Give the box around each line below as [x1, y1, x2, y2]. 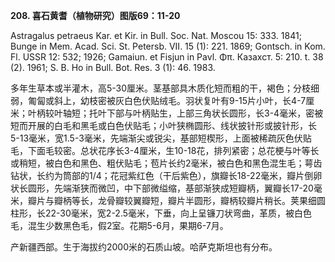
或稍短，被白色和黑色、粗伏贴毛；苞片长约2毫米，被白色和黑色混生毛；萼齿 [10, 157, 323, 169]
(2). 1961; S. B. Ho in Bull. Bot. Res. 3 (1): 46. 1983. [10, 62, 216, 73]
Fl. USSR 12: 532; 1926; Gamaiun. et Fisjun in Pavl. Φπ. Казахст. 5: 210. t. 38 [10, 51, 324, 63]
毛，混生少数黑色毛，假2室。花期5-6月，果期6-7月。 [10, 220, 229, 231]
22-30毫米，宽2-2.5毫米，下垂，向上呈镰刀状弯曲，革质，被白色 [44, 207, 313, 219]
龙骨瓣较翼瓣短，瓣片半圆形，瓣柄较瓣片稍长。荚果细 [97, 195, 317, 206]
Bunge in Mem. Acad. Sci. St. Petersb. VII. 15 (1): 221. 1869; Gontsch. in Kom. [10, 40, 326, 52]
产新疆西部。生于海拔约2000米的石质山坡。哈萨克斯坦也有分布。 [10, 241, 278, 253]
